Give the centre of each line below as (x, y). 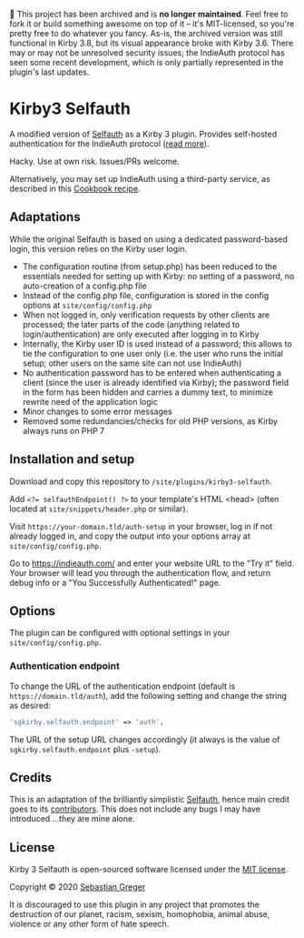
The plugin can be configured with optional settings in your (120, 633)
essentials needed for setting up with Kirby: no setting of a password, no (158, 276)
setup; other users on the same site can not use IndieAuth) (132, 363)
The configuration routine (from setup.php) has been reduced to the (150, 266)
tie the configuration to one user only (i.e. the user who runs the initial (153, 353)
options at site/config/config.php (87, 305)
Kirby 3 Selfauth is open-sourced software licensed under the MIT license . (149, 870)
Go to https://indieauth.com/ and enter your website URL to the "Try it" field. (152, 563)
